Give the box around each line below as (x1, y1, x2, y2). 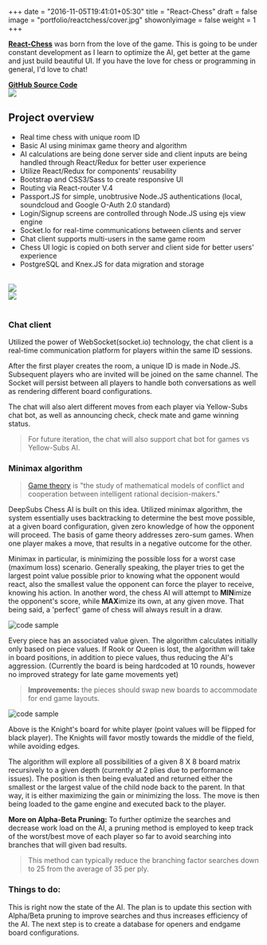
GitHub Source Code (8, 80, 78, 89)
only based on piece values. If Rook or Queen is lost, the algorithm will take (8, 644, 255, 654)
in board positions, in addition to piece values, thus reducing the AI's (8, 653, 234, 663)
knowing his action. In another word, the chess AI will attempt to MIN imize (8, 588, 252, 597)
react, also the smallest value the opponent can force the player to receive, (8, 580, 254, 589)
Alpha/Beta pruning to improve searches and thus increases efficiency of (8, 911, 249, 920)
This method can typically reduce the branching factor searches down (27, 856, 259, 865)
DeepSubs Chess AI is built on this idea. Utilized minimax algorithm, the (8, 505, 243, 514)
